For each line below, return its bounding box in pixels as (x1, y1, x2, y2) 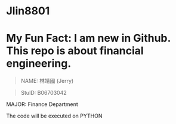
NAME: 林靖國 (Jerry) (20, 77, 74, 85)
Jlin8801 (6, 4, 50, 18)
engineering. (6, 57, 72, 70)
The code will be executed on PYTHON (6, 112, 103, 120)
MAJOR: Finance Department (6, 101, 79, 108)
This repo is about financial (6, 44, 144, 58)
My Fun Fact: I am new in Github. (6, 32, 171, 45)
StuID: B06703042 (20, 89, 67, 97)
